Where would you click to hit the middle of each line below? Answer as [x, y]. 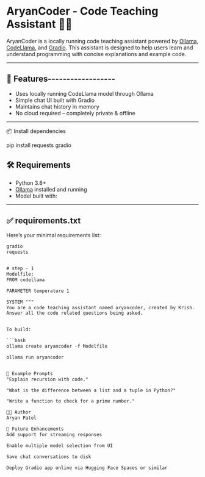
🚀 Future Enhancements [35, 429]
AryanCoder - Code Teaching [82, 11]
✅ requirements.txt [44, 221]
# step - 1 [20, 269]
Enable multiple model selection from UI [60, 446]
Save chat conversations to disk [49, 457]
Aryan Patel [21, 418]
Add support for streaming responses [54, 434]
